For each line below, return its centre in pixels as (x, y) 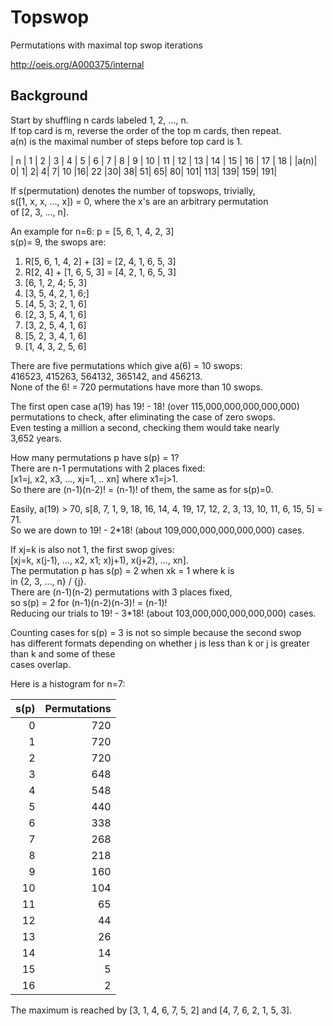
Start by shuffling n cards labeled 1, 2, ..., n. (99, 120)
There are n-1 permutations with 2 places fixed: (108, 468)
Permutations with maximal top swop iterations (106, 45)
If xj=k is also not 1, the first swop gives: (92, 549)
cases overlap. (41, 664)
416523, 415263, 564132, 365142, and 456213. (106, 376)
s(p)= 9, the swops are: (58, 242)
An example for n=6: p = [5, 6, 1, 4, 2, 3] (92, 231)
